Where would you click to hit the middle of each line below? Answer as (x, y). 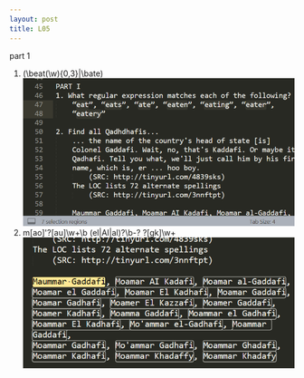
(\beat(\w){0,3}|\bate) (63, 73)
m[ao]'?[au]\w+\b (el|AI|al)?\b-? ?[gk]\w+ (99, 232)
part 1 (20, 55)
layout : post (34, 19)
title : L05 (30, 29)
